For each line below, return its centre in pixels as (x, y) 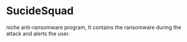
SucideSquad (40, 11)
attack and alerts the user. (38, 33)
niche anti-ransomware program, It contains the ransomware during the (94, 27)
